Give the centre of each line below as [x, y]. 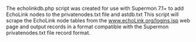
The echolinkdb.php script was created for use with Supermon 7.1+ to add [95, 8]
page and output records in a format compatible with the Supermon [87, 26]
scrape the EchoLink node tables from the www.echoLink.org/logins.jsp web [98, 20]
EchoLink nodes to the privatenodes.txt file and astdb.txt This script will [92, 14]
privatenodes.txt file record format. [48, 33]
